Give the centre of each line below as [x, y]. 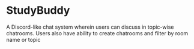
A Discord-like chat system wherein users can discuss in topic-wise [90, 27]
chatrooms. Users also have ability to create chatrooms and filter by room [97, 33]
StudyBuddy [38, 10]
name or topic [23, 39]
